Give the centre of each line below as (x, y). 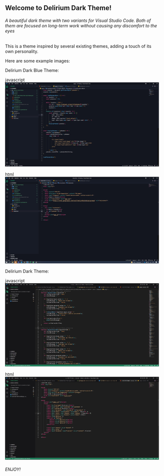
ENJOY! (13, 469)
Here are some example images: (38, 61)
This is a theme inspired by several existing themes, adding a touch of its (78, 46)
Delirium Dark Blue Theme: (32, 70)
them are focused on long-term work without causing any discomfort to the (81, 25)
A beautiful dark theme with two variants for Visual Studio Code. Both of (78, 20)
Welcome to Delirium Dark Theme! (58, 8)
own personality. (22, 51)
